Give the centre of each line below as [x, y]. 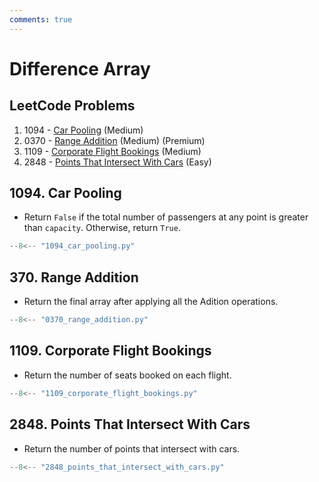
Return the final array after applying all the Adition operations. [151, 302]
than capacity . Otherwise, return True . [102, 228]
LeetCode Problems [72, 106]
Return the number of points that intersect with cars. [132, 448]
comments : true [41, 19]
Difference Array [80, 68]
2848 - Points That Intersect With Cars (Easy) [117, 162]
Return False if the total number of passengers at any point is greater [166, 217]
